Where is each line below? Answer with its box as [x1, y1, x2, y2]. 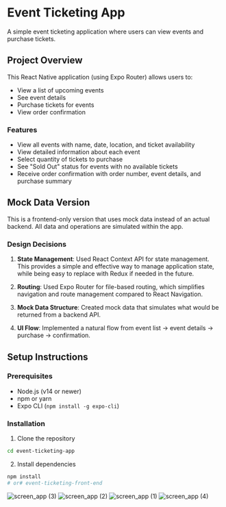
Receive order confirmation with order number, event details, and [16, 170, 201, 178]
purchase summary [16, 177, 72, 186]
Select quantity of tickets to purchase [16, 156, 123, 164]
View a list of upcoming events [16, 86, 104, 94]
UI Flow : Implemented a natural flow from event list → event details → [16, 324, 214, 332]
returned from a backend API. [16, 310, 101, 319]
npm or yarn [16, 394, 52, 402]
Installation [7, 419, 46, 428]
